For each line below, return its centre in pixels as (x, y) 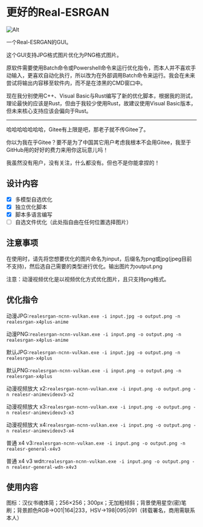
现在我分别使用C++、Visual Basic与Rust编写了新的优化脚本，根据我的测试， (101, 96)
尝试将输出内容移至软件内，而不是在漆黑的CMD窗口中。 (76, 83)
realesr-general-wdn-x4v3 (44, 467)
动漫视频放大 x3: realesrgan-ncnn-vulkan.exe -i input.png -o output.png (98, 407)
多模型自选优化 (34, 199)
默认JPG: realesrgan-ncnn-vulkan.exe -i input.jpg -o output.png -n (93, 352)
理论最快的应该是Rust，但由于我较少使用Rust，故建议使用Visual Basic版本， (101, 103)
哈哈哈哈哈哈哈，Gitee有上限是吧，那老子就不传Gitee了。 (78, 129)
